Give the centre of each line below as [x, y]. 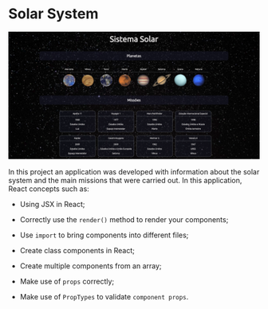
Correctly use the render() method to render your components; [124, 219]
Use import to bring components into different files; [104, 235]
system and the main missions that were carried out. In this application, [125, 180]
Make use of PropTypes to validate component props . [104, 296]
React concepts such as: [49, 189]
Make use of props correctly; [67, 281]
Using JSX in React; [52, 204]
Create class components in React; [77, 250]
